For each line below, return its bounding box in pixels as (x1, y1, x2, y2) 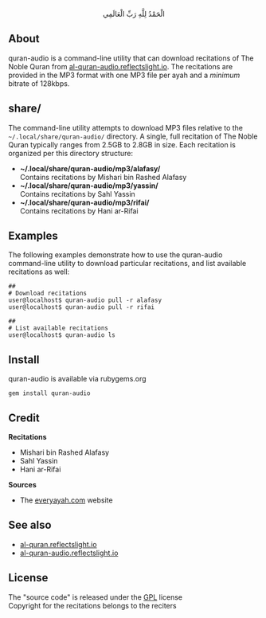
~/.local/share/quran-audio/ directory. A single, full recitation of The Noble (8, 131, 258, 141)
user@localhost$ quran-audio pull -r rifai (8, 303, 155, 311)
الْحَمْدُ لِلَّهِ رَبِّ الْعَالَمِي (103, 10, 165, 18)
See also (8, 518, 52, 532)
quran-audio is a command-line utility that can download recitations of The (8, 53, 254, 63)
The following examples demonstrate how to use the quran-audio (8, 250, 223, 260)
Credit (8, 411, 40, 424)
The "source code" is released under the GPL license (8, 592, 183, 602)
